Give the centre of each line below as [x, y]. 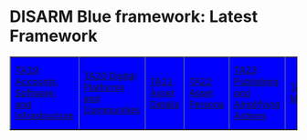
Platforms [104, 86]
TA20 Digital [110, 75]
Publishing [257, 81]
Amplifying [257, 104]
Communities [112, 109]
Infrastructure [45, 115]
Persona [207, 104]
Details [164, 104]
